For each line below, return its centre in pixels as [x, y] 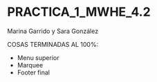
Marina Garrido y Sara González [53, 31]
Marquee [30, 65]
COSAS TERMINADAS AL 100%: [53, 44]
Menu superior [38, 58]
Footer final [34, 72]
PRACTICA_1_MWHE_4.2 [79, 12]
